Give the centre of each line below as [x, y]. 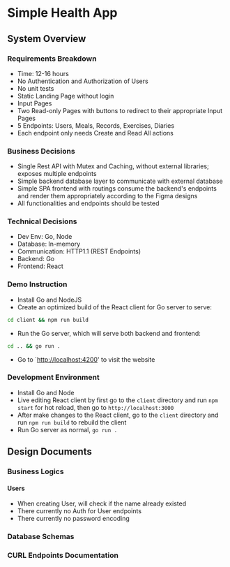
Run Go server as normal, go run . [67, 429]
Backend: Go [36, 259]
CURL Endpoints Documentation [63, 555]
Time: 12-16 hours [43, 73]
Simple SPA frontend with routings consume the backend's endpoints [117, 189]
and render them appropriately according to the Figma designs [107, 196]
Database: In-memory [49, 244]
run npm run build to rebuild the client [72, 422]
